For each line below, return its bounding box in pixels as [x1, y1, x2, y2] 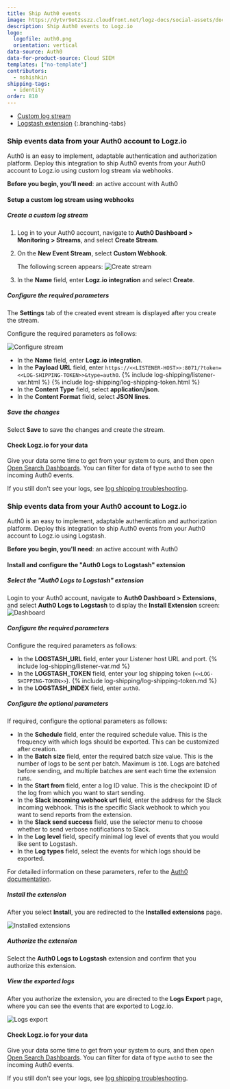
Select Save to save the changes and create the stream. [7, 425, 166, 433]
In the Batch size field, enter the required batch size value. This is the [16, 752, 214, 760]
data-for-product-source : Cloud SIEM [7, 55, 115, 62]
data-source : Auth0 [7, 49, 63, 56]
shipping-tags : [7, 80, 51, 87]
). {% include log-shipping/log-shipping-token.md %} [66, 676, 218, 685]
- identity [13, 87, 44, 93]
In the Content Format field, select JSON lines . [16, 392, 151, 400]
